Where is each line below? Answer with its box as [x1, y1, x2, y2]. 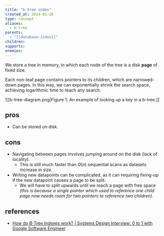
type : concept [5, 16, 34, 21]
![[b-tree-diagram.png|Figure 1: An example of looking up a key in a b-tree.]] [5, 96, 160, 102]
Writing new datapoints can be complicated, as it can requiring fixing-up [12, 172, 159, 178]
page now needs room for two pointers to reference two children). [19, 193, 154, 199]
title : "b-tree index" [5, 7, 52, 12]
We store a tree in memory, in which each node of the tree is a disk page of [5, 62, 158, 68]
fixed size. [5, 67, 26, 73]
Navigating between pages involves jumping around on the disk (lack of [12, 151, 158, 157]
